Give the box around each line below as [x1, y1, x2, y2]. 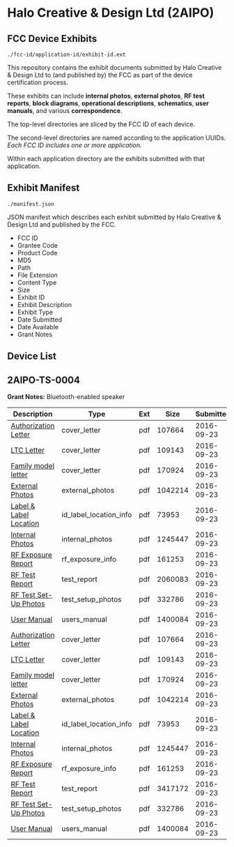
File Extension [17, 271, 58, 279]
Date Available [17, 322, 59, 331]
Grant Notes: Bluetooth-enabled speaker [7, 393, 125, 401]
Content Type [17, 278, 57, 287]
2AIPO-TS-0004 [7, 374, 80, 386]
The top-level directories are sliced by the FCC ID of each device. [7, 120, 196, 128]
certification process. [7, 78, 68, 87]
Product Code [17, 248, 58, 257]
